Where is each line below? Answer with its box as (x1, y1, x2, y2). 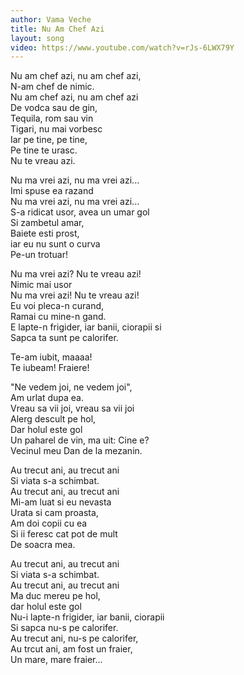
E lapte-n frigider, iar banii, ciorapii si (10, 321, 162, 333)
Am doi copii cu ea (10, 517, 88, 530)
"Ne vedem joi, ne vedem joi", (10, 381, 133, 393)
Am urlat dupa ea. (10, 392, 84, 404)
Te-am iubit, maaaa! (10, 351, 93, 363)
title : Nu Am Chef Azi (10, 24, 105, 34)
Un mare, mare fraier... (10, 654, 103, 666)
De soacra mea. (10, 539, 76, 551)
